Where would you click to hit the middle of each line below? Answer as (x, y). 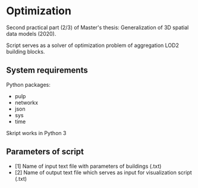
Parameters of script (45, 152)
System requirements (47, 70)
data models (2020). (31, 33)
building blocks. (26, 51)
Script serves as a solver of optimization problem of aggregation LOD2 (93, 45)
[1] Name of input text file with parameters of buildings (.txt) (88, 166)
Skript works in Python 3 (36, 133)
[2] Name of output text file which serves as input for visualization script (103, 172)
